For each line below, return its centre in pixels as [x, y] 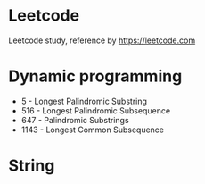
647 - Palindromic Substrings [75, 120]
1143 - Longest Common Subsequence [93, 130]
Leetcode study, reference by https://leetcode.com [102, 40]
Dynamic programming [95, 76]
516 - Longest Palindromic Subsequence [96, 110]
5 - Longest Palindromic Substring [84, 101]
